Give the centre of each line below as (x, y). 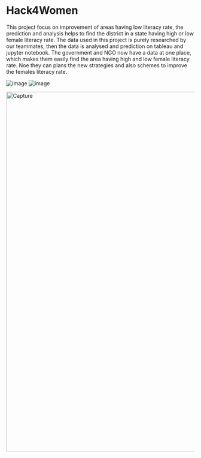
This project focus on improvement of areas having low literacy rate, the (95, 27)
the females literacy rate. (37, 71)
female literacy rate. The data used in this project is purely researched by (96, 40)
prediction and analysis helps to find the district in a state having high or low (100, 33)
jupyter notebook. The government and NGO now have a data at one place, (99, 52)
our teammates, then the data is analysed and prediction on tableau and (95, 46)
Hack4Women (42, 11)
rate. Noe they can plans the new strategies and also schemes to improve (97, 65)
